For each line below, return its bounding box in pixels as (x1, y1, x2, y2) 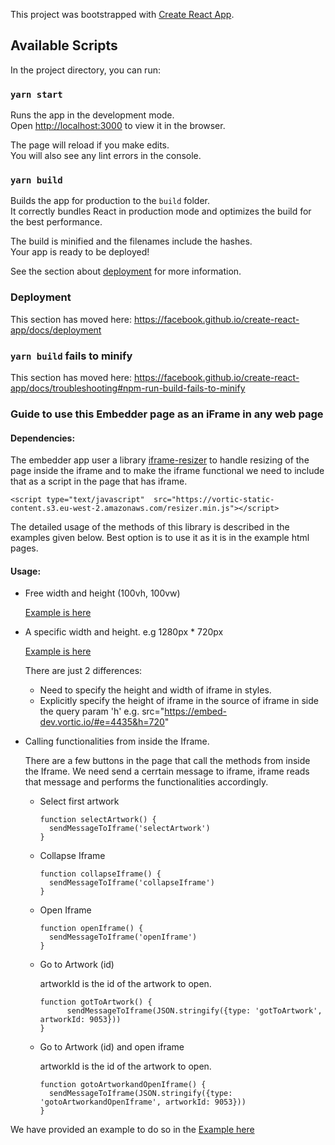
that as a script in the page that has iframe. (10, 475, 188, 488)
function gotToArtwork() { (39, 997, 153, 1008)
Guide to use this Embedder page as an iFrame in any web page (10, 407, 324, 421)
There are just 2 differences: (24, 665, 143, 677)
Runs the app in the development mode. (10, 109, 175, 121)
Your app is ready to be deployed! (10, 246, 150, 258)
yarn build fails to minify (10, 349, 133, 363)
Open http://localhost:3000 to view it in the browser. (10, 120, 226, 132)
